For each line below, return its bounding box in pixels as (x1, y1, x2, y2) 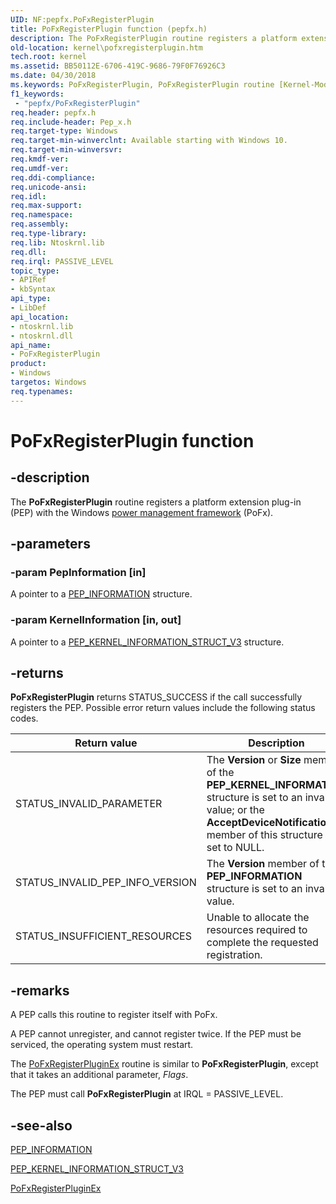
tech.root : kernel (10, 52, 87, 62)
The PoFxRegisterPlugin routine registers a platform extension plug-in (10, 496, 302, 508)
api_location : (10, 312, 70, 322)
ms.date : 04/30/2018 (10, 71, 97, 81)
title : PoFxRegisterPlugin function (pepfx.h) (10, 24, 208, 34)
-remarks (10, 982, 70, 999)
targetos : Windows (10, 377, 87, 387)
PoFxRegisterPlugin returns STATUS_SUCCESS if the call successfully (10, 691, 303, 703)
